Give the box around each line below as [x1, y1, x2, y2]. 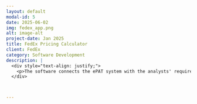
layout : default [6, 8, 46, 15]
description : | [6, 57, 43, 63]
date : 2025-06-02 [6, 19, 49, 25]
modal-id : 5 [6, 14, 35, 20]
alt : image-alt [6, 30, 43, 36]
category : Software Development [6, 52, 85, 58]
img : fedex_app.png [6, 25, 54, 31]
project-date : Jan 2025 [6, 36, 64, 41]
